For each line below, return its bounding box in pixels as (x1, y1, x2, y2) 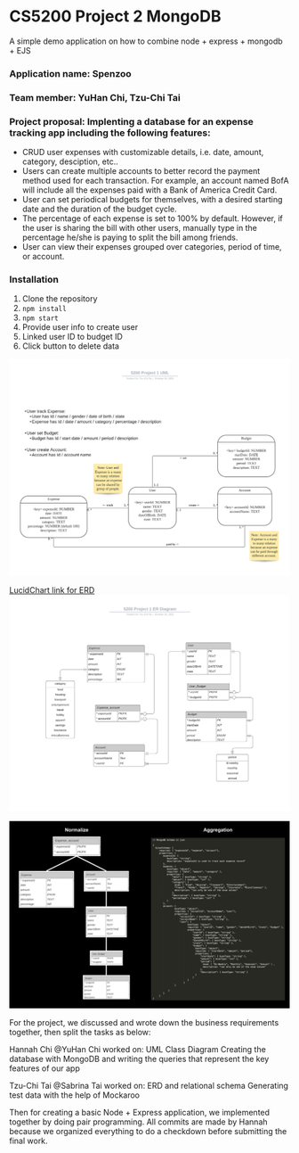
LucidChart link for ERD (9, 584, 95, 595)
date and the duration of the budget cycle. (21, 203, 177, 215)
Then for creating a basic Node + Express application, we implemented (9, 1107, 270, 1117)
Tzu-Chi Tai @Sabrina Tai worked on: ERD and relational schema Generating (9, 1080, 289, 1091)
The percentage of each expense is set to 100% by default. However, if (21, 213, 283, 224)
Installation (9, 274, 60, 285)
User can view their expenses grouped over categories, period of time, (21, 242, 282, 252)
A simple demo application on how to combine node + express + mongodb (9, 36, 283, 46)
